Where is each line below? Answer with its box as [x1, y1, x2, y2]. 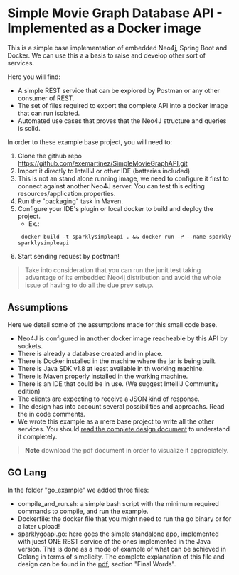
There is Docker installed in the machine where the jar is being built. [17, 357, 217, 365]
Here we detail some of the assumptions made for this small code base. [7, 320, 218, 328]
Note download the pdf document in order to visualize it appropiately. [24, 446, 229, 454]
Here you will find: [7, 72, 60, 81]
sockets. [17, 341, 43, 350]
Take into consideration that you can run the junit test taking [24, 265, 201, 274]
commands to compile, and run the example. [17, 507, 149, 515]
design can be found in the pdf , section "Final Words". [17, 559, 176, 568]
